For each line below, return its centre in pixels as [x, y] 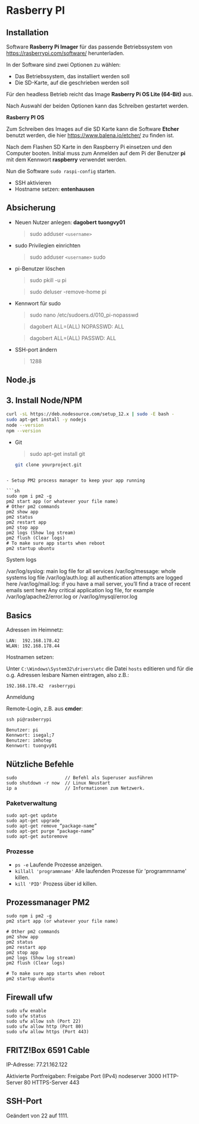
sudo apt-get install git [57, 454]
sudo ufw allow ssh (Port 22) [44, 1022]
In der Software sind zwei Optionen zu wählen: [63, 65]
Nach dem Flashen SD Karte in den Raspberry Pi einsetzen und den [89, 147]
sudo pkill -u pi [48, 280]
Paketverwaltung [32, 803]
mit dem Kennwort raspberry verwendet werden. [66, 160]
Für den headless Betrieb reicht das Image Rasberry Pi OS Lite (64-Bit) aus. [100, 94]
